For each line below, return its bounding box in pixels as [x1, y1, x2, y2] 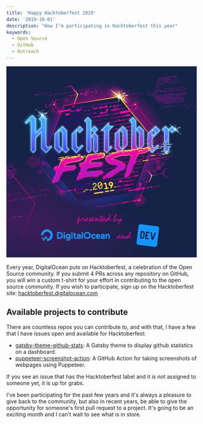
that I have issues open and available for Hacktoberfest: [6, 329, 146, 337]
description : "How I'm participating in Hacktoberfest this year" [6, 23, 178, 29]
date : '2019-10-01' [6, 16, 56, 23]
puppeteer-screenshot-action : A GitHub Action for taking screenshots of [15, 354, 197, 362]
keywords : [6, 29, 32, 35]
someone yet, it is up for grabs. [6, 379, 84, 387]
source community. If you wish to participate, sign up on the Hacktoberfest [6, 282, 194, 290]
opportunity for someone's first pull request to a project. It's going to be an [6, 404, 194, 411]
